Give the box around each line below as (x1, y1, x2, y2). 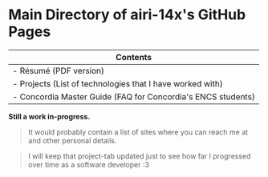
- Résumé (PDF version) (12, 65, 105, 76)
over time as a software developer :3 (27, 159, 150, 169)
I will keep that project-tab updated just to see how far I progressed (27, 151, 251, 161)
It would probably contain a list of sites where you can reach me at (27, 127, 249, 137)
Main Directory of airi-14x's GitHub (8, 6, 246, 24)
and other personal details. (27, 135, 117, 145)
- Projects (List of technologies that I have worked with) (12, 78, 223, 89)
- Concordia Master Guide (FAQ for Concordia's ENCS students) (12, 91, 255, 102)
